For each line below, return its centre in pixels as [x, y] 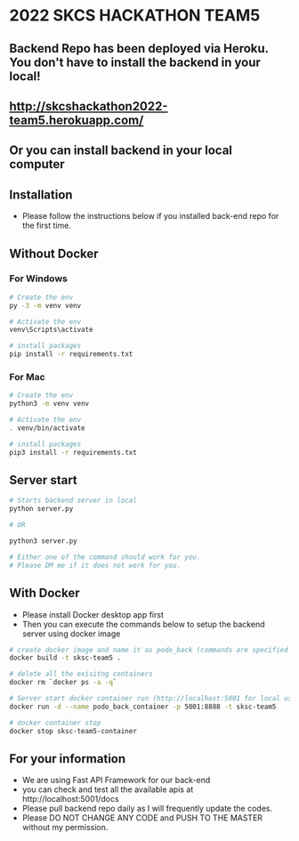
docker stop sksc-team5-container [73, 731]
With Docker [44, 593]
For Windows [39, 279]
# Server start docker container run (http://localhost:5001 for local [145, 699]
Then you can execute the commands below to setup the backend [143, 624]
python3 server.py [43, 541]
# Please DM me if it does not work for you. [95, 565]
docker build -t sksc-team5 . [65, 658]
